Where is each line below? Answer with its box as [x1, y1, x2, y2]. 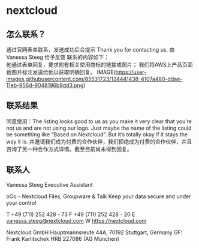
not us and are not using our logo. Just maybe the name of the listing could [6, 124, 192, 132]
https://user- [115, 68, 147, 76]
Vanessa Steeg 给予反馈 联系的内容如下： [6, 53, 110, 61]
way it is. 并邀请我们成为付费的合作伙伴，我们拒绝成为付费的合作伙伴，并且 [6, 138, 192, 145]
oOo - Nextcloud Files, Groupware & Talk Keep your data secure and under [6, 193, 191, 200]
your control [6, 199, 37, 206]
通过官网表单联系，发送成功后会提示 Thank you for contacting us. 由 [6, 46, 175, 53]
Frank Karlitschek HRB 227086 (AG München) [6, 235, 120, 242]
